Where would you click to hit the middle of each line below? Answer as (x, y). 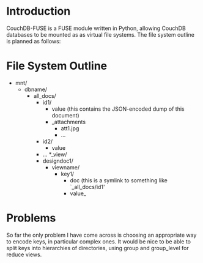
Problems (31, 218)
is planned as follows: (34, 41)
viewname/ (66, 167)
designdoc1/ (58, 161)
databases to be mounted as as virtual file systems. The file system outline (100, 34)
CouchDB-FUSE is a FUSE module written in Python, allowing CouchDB (96, 28)
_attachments (69, 122)
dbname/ (36, 89)
